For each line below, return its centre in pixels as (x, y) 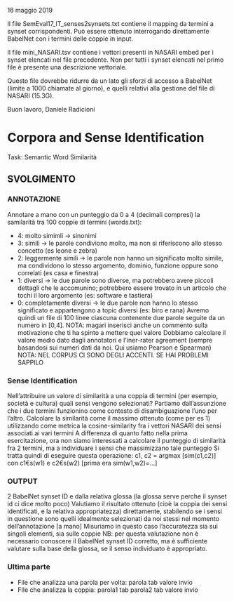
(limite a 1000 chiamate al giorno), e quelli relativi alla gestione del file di (111, 88)
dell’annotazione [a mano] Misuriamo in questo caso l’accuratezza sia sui (113, 527)
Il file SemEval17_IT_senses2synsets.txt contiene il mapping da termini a (110, 24)
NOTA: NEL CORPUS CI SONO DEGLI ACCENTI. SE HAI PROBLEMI (113, 355)
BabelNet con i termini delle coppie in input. (70, 39)
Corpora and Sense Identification (106, 138)
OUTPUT (22, 481)
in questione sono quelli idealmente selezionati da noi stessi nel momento (113, 519)
